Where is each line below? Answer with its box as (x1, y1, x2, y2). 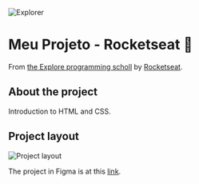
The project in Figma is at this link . (8, 166, 121, 176)
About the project (8, 85, 98, 99)
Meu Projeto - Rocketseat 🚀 (8, 36, 193, 54)
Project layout (8, 130, 80, 143)
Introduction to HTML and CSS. (8, 106, 112, 116)
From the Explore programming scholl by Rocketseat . (8, 62, 183, 71)
